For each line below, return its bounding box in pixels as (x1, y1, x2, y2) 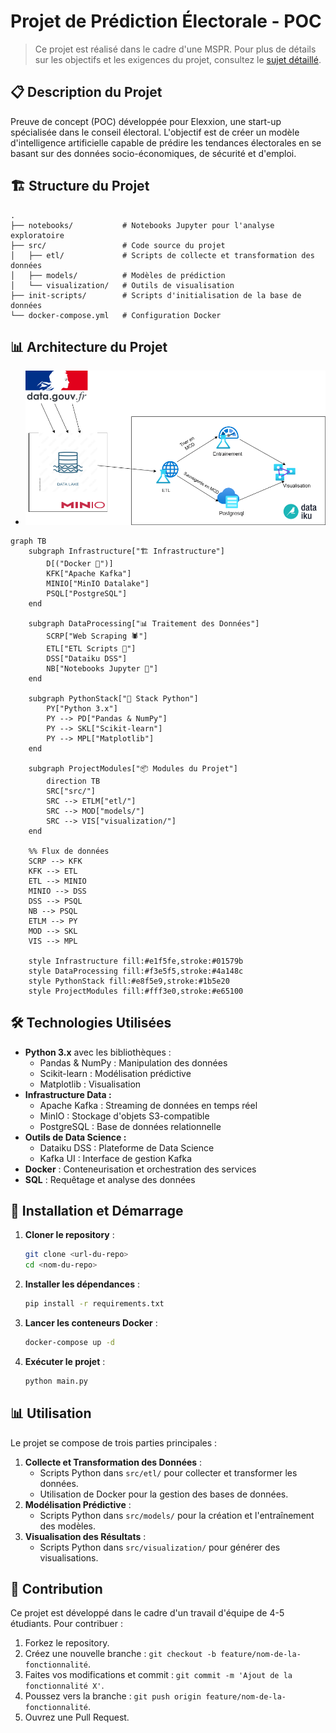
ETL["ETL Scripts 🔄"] (46, 643, 137, 654)
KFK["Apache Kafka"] (46, 568, 132, 579)
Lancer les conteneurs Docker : (24, 1317, 158, 1329)
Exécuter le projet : (24, 1355, 106, 1367)
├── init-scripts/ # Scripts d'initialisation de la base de (10, 290, 302, 300)
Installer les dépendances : (24, 1278, 140, 1290)
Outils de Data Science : (24, 1131, 127, 1143)
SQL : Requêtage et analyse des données (24, 1173, 196, 1185)
